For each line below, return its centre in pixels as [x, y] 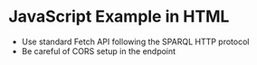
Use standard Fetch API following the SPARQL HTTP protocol [135, 42]
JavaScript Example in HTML [119, 17]
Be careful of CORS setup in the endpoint [99, 51]
